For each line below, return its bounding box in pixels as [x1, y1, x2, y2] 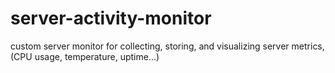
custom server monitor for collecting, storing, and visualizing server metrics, [10, 40, 325, 52]
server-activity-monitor [10, 7, 212, 30]
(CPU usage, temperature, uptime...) [10, 50, 160, 62]
